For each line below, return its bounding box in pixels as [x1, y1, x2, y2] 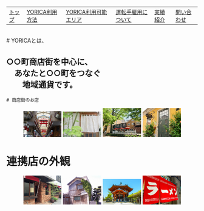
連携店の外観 [6, 154, 71, 168]
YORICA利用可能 [66, 8, 107, 15]
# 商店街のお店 [6, 97, 39, 104]
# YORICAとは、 [6, 37, 47, 45]
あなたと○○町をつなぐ [14, 68, 101, 78]
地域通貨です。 [22, 79, 78, 90]
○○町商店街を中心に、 [6, 56, 93, 67]
